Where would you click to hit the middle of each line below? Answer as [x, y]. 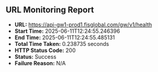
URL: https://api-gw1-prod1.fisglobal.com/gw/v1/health [83, 24]
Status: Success [35, 56]
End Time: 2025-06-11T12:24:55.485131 [65, 37]
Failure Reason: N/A [40, 63]
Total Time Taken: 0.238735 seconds [62, 44]
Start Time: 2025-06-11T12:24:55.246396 [67, 31]
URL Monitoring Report [50, 10]
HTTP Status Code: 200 [45, 50]
